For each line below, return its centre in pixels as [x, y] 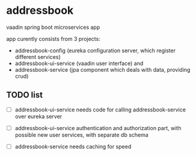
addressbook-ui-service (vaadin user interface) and [79, 63]
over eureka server [38, 116]
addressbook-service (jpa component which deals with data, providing [103, 69]
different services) [38, 57]
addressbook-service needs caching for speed [73, 146]
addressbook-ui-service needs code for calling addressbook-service [100, 110]
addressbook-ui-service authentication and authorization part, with [98, 128]
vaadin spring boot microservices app [53, 27]
